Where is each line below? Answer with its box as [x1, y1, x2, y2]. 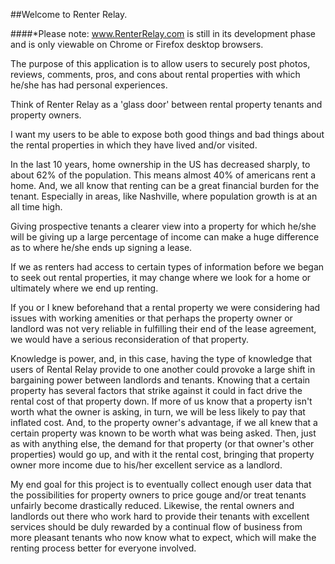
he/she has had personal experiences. [10, 79, 168, 91]
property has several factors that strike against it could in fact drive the [10, 385, 303, 396]
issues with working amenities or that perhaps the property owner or [10, 312, 293, 324]
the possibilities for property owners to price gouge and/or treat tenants [10, 489, 307, 501]
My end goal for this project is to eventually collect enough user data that [10, 479, 312, 490]
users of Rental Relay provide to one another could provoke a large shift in [10, 364, 316, 375]
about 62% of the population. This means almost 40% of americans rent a [10, 169, 317, 181]
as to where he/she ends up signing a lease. [10, 242, 193, 253]
